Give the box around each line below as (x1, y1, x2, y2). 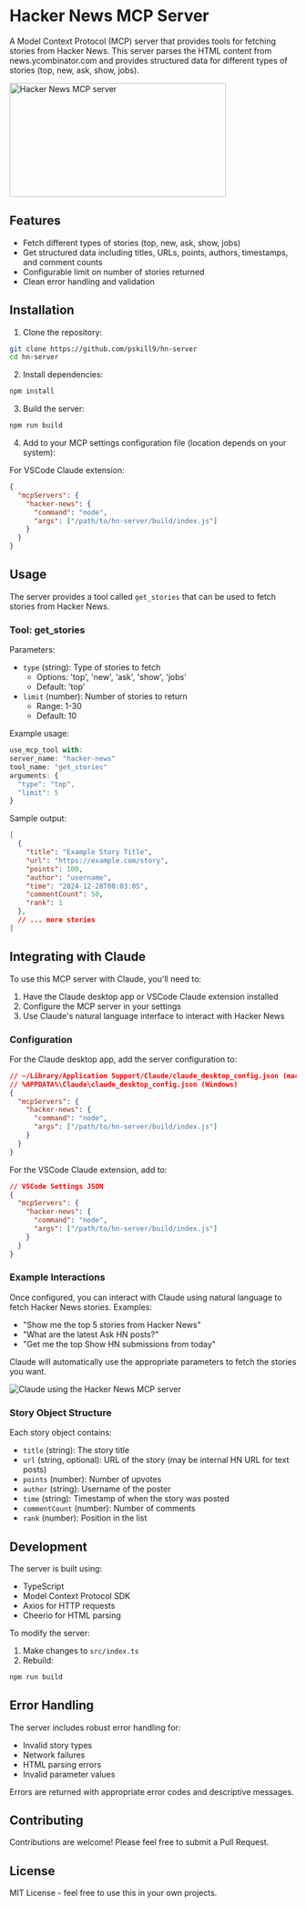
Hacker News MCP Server (9, 5, 209, 26)
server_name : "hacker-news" (9, 754, 117, 764)
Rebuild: (22, 1654, 55, 1665)
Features (9, 213, 61, 229)
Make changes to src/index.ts (22, 1644, 139, 1655)
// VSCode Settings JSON (9, 1181, 104, 1191)
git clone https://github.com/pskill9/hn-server (9, 344, 198, 354)
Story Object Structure (9, 1406, 112, 1418)
